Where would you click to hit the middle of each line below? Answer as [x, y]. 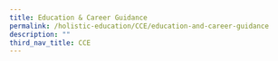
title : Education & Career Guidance [78, 17]
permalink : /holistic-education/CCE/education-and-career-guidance [139, 26]
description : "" [40, 34]
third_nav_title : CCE [50, 43]
